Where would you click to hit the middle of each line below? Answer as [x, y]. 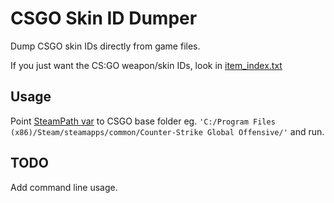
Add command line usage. [64, 187]
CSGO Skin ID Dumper [104, 18]
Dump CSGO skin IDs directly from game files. [105, 46]
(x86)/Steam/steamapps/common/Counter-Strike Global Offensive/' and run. [167, 131]
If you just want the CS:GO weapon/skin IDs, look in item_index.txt [146, 65]
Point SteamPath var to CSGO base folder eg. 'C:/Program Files [143, 121]
